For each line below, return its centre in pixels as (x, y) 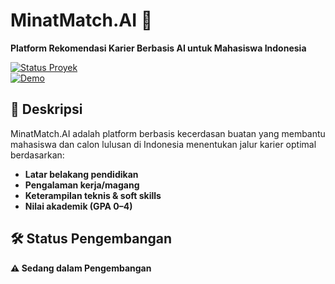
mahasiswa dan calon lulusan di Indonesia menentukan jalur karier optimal (163, 144)
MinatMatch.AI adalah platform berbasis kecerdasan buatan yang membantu (168, 133)
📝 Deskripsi (46, 109)
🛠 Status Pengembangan (91, 239)
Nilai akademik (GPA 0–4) (78, 206)
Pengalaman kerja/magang (82, 185)
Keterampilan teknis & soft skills (93, 195)
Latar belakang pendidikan (81, 174)
